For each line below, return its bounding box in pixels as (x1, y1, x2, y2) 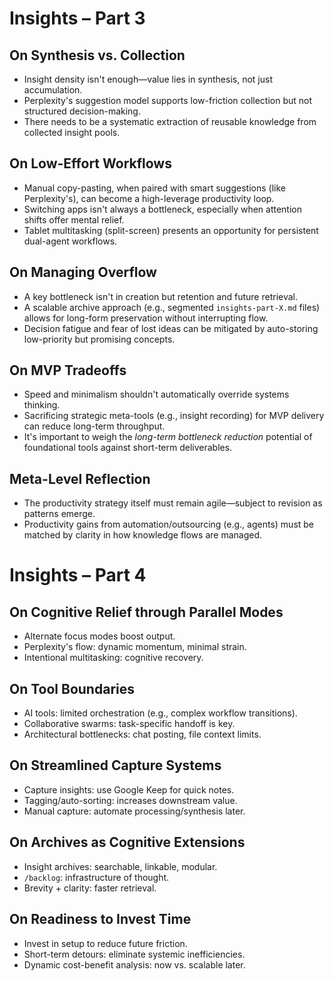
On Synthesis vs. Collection (9, 47, 186, 64)
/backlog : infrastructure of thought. (23, 871, 170, 883)
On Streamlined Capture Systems (9, 757, 222, 774)
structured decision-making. (23, 105, 141, 117)
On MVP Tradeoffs (9, 362, 127, 379)
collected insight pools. (23, 127, 121, 138)
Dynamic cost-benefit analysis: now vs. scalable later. (23, 958, 246, 971)
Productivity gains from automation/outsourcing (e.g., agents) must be (23, 518, 315, 531)
